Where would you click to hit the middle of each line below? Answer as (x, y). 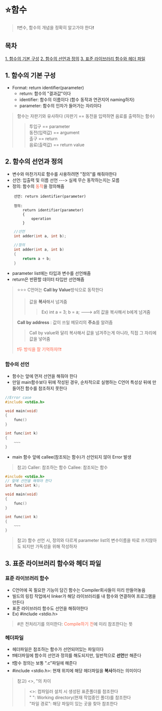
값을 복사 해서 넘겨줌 (48, 301)
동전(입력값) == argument (54, 132)
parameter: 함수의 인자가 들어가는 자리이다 (60, 105)
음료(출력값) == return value (57, 145)
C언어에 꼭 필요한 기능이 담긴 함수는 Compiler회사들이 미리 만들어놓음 (79, 590)
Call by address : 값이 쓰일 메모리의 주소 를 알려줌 (65, 322)
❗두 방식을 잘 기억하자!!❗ (39, 349)
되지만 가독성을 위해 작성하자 (50, 546)
